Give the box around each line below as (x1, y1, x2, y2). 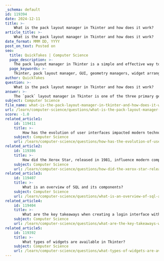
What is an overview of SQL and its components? (22, 185, 123, 190)
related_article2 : (5, 144, 42, 149)
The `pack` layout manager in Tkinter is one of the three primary (14, 94, 154, 98)
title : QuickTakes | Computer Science (9, 52, 89, 58)
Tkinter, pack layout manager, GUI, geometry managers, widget (14, 71, 145, 76)
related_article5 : (5, 226, 42, 231)
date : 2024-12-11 (5, 16, 41, 21)
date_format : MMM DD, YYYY (5, 39, 60, 44)
